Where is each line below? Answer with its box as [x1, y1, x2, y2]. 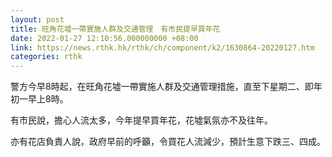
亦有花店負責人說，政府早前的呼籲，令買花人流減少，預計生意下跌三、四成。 [10, 136, 326, 148]
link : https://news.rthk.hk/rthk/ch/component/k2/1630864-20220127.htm [10, 42, 315, 53]
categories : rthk [10, 52, 83, 62]
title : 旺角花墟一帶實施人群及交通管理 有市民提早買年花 [10, 24, 221, 34]
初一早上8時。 [10, 93, 69, 105]
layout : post [10, 14, 65, 25]
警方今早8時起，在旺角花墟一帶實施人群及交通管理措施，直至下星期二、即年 [10, 81, 323, 93]
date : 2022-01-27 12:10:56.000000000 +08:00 [10, 33, 199, 43]
